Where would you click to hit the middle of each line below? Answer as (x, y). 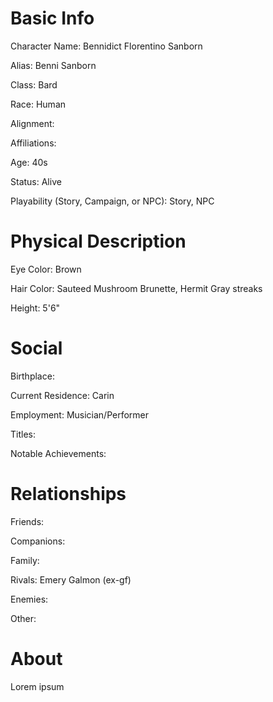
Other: (23, 618)
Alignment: (32, 123)
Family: (25, 560)
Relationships (68, 494)
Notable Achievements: (58, 453)
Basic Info (52, 18)
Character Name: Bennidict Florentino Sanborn (106, 46)
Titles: (23, 434)
